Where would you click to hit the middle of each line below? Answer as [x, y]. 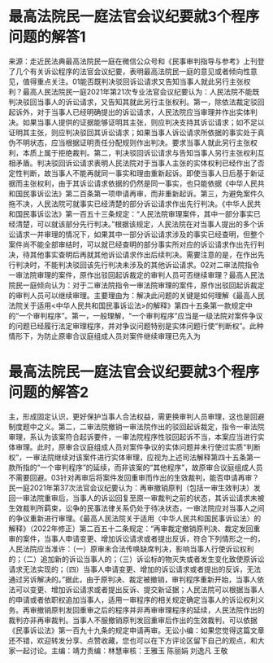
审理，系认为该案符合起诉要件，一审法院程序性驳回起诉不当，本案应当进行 [133, 437]
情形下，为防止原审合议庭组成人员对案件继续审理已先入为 [104, 336]
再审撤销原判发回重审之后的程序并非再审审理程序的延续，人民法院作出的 [143, 610]
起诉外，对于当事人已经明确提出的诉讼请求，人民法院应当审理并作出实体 [129, 112]
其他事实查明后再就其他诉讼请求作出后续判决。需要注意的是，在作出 [143, 254]
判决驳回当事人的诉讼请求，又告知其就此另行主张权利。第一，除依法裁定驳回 [136, 102]
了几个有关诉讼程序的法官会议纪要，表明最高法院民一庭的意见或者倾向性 [129, 71]
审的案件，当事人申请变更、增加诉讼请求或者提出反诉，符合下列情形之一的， [136, 538]
